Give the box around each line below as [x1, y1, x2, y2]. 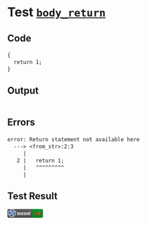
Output [7, 85, 39, 97]
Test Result [7, 191, 58, 202]
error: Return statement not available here [7, 136, 140, 143]
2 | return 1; [16, 157, 65, 164]
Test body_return [7, 4, 106, 20]
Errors [7, 117, 35, 129]
